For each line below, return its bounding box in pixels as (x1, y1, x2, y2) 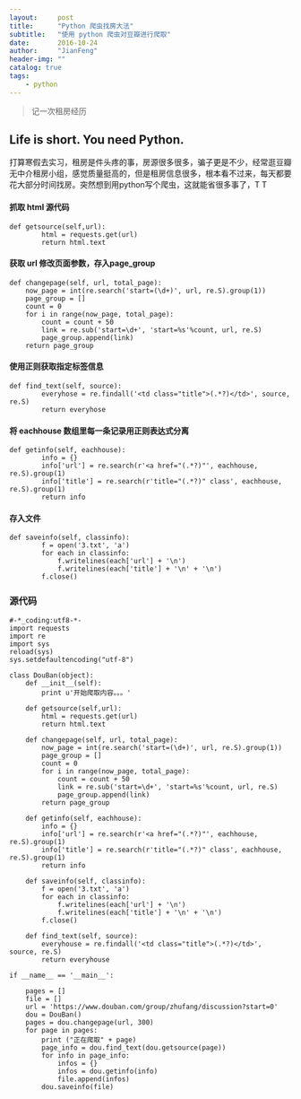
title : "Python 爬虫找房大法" (9, 22, 134, 31)
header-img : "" (9, 55, 66, 64)
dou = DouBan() (25, 1010, 82, 1019)
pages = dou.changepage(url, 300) (25, 1017, 154, 1027)
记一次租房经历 (30, 105, 87, 117)
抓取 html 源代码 (9, 202, 70, 213)
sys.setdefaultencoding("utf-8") (9, 655, 134, 664)
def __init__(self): (25, 678, 102, 687)
